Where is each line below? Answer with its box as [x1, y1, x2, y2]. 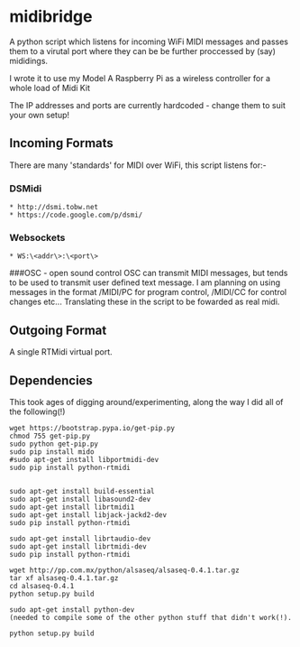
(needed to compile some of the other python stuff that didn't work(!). [9, 613, 293, 622]
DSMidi [9, 182, 42, 195]
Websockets [9, 231, 66, 244]
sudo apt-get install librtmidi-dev [9, 541, 147, 551]
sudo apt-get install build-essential [9, 486, 155, 495]
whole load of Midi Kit [9, 82, 90, 93]
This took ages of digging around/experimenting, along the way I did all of [9, 396, 284, 407]
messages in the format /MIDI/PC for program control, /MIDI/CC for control [9, 287, 286, 298]
